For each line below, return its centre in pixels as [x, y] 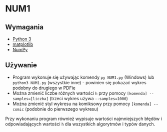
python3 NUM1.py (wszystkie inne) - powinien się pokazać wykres [79, 82]
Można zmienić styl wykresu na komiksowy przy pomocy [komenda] [82, 104]
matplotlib [23, 44]
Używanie [21, 65]
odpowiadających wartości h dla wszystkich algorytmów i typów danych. [80, 124]
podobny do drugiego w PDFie [44, 88]
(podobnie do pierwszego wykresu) [61, 109]
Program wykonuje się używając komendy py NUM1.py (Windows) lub [83, 77]
